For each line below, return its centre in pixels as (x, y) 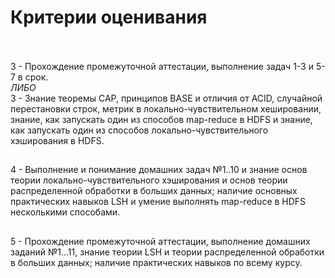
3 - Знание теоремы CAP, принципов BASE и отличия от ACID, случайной (166, 98)
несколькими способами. (65, 212)
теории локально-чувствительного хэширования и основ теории (149, 180)
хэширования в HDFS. (57, 140)
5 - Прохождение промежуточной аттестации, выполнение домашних (160, 241)
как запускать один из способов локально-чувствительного (139, 130)
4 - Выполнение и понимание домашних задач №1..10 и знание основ (159, 170)
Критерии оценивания (109, 17)
